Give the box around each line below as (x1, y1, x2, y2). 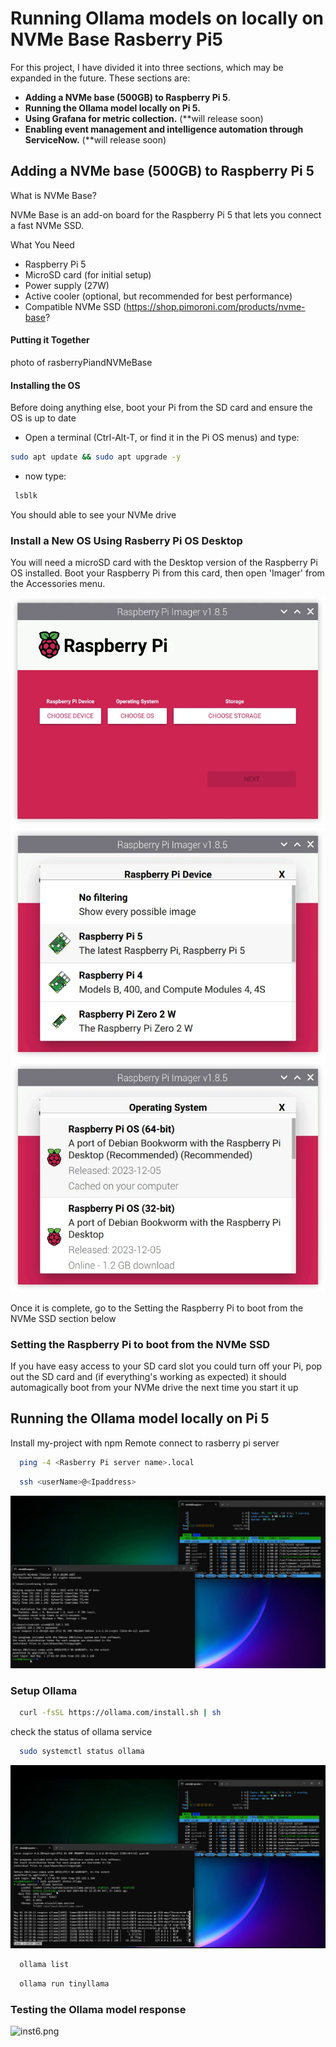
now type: (24, 470, 67, 482)
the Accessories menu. (10, 578, 106, 590)
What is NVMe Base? (10, 189, 97, 201)
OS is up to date (10, 412, 77, 424)
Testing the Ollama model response (10, 2002, 187, 2016)
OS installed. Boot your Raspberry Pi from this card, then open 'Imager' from (10, 567, 325, 579)
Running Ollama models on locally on (10, 7, 324, 30)
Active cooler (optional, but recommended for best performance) (24, 290, 293, 302)
